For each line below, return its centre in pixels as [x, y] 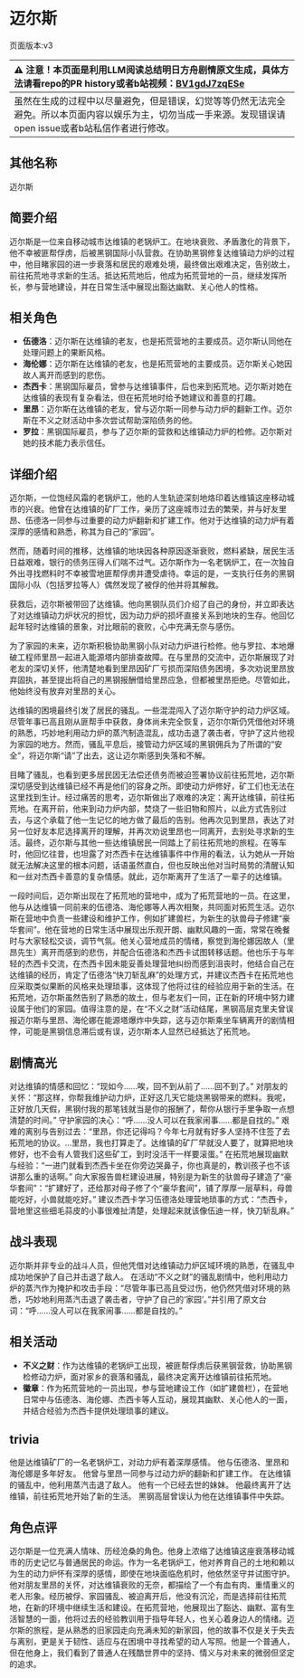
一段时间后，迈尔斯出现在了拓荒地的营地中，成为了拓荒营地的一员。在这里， [152, 896]
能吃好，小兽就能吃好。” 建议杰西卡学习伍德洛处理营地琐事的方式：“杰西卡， [151, 1199]
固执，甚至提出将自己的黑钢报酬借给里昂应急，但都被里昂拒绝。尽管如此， [156, 680]
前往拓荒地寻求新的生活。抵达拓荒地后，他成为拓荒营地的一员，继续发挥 [144, 275]
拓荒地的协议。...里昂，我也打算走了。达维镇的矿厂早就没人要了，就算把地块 [152, 1142]
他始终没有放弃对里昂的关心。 [65, 691]
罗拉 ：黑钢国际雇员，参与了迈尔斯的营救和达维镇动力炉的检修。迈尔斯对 [157, 431]
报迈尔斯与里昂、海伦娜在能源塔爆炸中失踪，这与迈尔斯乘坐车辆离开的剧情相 [152, 1020]
